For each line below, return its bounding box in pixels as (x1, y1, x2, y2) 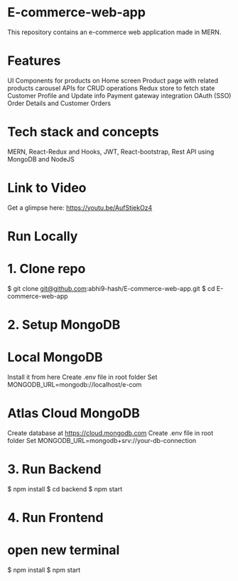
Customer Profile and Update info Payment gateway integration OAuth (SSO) (7, 91, 232, 100)
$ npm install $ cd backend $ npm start (7, 484, 123, 493)
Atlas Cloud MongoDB (7, 405, 141, 422)
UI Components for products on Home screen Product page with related (7, 76, 219, 85)
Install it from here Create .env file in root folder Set (7, 373, 158, 381)
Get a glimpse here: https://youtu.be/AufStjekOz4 (7, 203, 153, 212)
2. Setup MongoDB (7, 317, 121, 333)
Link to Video (7, 180, 87, 196)
